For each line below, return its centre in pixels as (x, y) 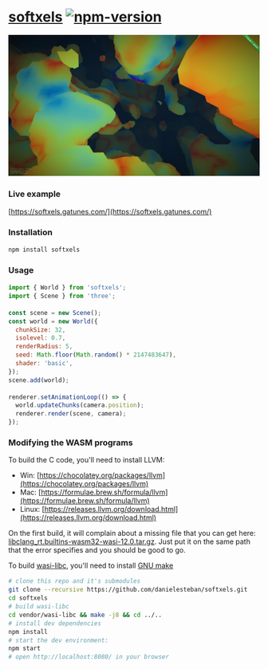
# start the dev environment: (59, 640)
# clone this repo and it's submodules (75, 581)
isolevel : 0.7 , (41, 338)
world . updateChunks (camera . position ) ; (80, 405)
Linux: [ (32, 510)
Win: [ (30, 475)
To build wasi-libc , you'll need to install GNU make (91, 565)
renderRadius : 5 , (44, 347)
